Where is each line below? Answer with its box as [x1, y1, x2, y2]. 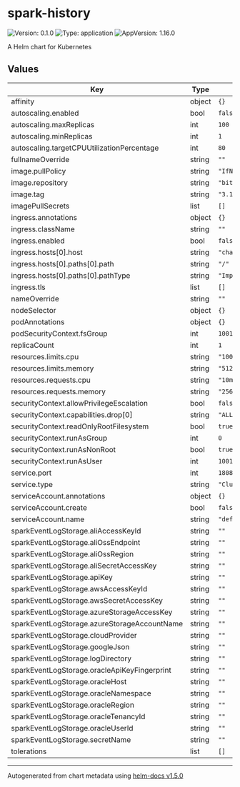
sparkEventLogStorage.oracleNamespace [11, 688, 151, 698]
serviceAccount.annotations [11, 491, 106, 501]
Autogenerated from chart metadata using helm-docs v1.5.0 [7, 771, 184, 780]
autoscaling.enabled [11, 108, 79, 118]
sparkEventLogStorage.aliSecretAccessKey [11, 561, 157, 571]
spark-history [7, 5, 91, 21]
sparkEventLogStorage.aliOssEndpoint [11, 537, 141, 547]
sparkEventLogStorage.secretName [11, 734, 131, 744]
